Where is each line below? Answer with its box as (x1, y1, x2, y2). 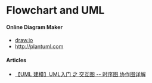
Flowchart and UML (6, 4, 105, 17)
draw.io (14, 37, 33, 44)
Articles (6, 56, 27, 63)
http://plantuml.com (14, 43, 64, 50)
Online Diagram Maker (6, 23, 63, 30)
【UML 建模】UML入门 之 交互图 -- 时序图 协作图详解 (14, 71, 146, 78)
